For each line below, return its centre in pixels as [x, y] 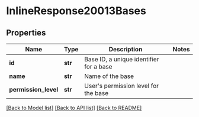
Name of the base [109, 76]
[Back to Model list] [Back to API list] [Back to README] [74, 108]
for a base [98, 66]
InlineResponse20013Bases [76, 11]
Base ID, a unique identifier [122, 59]
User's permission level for [121, 86]
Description [126, 49]
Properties [26, 33]
